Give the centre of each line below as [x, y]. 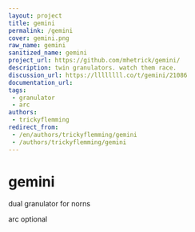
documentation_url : [41, 82]
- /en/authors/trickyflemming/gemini [74, 134]
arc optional [28, 219]
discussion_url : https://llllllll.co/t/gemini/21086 [98, 75]
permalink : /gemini [41, 30]
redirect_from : [34, 127]
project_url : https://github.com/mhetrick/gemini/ [94, 61]
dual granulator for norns [49, 204]
